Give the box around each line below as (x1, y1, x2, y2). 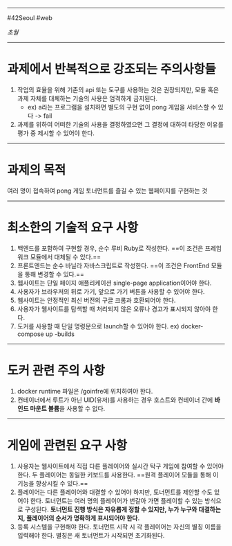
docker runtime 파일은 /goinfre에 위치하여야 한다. (17, 387, 153, 395)
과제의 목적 (7, 162, 66, 178)
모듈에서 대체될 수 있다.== (30, 252, 101, 261)
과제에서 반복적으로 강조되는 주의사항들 (7, 62, 216, 77)
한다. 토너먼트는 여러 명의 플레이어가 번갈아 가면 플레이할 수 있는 (30, 496, 204, 504)
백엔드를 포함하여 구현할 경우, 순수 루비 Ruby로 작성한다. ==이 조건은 (17, 244, 204, 252)
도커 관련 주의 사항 (7, 363, 105, 378)
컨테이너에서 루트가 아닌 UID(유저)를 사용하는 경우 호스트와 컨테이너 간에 (17, 396, 213, 404)
